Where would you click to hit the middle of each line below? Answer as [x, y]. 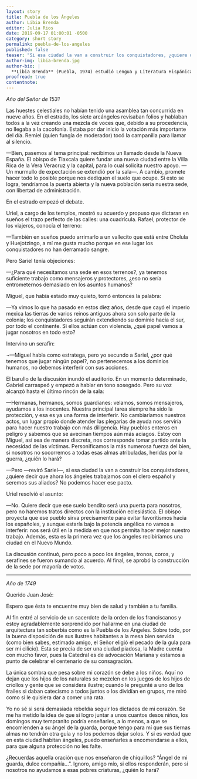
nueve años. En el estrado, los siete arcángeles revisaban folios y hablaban [97, 117]
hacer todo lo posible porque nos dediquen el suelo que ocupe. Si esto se [95, 178]
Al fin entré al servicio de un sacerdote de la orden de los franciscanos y [94, 617]
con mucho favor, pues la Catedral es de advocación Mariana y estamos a [96, 655]
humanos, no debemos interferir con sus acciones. [67, 368]
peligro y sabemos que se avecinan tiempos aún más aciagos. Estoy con [94, 434]
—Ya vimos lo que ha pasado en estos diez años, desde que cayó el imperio [98, 307]
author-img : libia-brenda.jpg [43, 60]
